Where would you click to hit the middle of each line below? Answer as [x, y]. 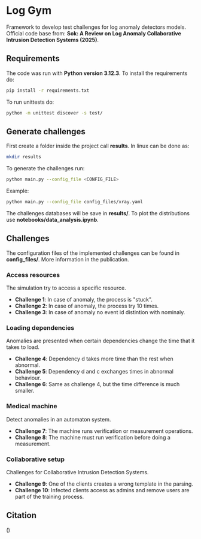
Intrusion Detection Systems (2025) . [53, 40]
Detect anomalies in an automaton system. [59, 419]
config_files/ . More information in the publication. [68, 259]
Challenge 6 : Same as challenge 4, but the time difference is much [97, 384]
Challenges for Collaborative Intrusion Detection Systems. [77, 472]
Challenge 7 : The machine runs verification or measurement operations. [104, 431]
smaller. [25, 391]
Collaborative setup [35, 459]
